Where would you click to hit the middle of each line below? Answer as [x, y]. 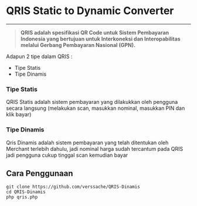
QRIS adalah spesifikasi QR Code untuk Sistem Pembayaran [95, 32]
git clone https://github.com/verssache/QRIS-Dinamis [73, 187]
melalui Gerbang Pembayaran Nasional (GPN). [78, 45]
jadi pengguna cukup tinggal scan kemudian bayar [67, 155]
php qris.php [22, 197]
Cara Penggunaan [40, 173]
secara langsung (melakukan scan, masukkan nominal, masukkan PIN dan [96, 108]
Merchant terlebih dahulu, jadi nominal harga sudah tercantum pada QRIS [95, 148]
